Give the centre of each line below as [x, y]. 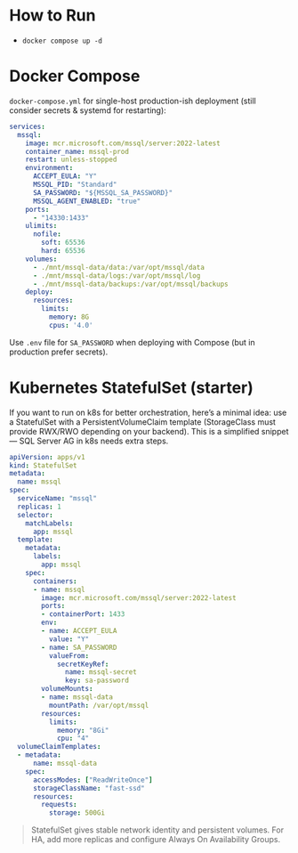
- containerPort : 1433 [83, 614]
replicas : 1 [40, 507]
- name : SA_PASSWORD [79, 647]
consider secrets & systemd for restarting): [88, 110]
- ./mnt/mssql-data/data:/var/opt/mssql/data [118, 267]
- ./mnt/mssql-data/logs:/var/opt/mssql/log [117, 276]
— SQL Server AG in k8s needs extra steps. [89, 441]
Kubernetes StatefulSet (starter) [131, 387]
